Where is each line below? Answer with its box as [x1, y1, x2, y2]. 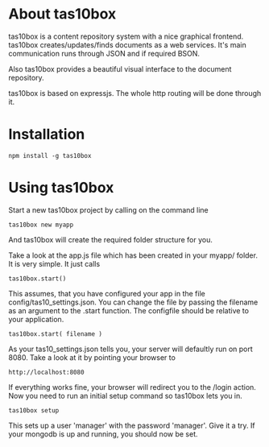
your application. [8, 314, 64, 324]
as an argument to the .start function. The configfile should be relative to [8, 305, 250, 315]
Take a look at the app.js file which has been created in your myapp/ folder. [8, 250, 258, 260]
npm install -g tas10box [8, 151, 92, 159]
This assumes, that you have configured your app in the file [8, 288, 205, 298]
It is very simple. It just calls [8, 259, 101, 268]
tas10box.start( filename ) [8, 329, 103, 338]
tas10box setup [8, 406, 60, 415]
